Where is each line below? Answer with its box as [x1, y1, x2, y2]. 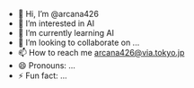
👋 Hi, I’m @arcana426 [17, 9, 99, 19]
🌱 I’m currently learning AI [17, 28, 115, 38]
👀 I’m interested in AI [17, 18, 95, 29]
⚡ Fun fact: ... [17, 70, 67, 81]
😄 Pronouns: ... [17, 60, 76, 71]
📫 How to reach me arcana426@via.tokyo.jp [17, 48, 185, 57]
